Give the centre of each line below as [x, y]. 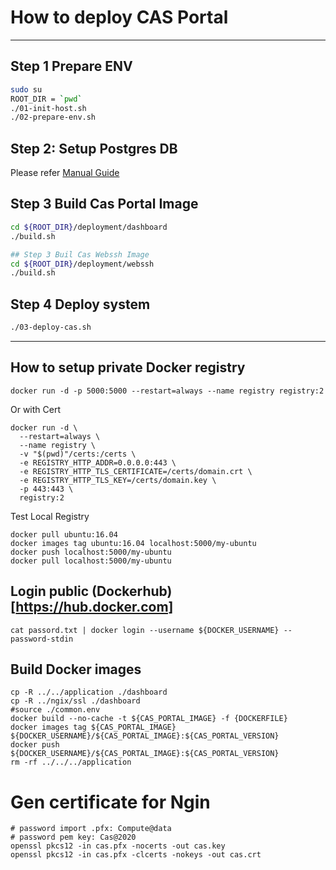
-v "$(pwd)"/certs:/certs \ [78, 454]
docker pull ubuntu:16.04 [64, 534]
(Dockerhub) [132, 591]
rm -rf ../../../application [71, 762]
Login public [50, 591]
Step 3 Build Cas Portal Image [104, 204]
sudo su [26, 89]
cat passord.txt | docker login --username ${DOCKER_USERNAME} [145, 630]
